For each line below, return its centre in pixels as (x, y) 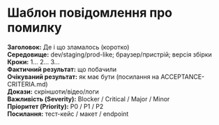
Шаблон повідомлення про (90, 13)
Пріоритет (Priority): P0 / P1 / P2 (55, 106)
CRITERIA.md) (28, 84)
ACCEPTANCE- (182, 76)
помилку (35, 28)
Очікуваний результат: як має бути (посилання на (83, 76)
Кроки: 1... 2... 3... (33, 61)
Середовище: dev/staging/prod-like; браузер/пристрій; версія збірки (110, 54)
